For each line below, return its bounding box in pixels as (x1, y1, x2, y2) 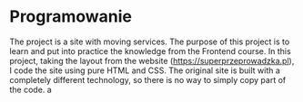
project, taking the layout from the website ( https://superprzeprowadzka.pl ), (9, 55, 295, 66)
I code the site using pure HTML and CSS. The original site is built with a (9, 65, 280, 76)
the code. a (9, 84, 52, 95)
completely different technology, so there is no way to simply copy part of (9, 74, 287, 85)
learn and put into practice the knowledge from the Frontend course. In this (9, 45, 291, 56)
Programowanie (9, 6, 133, 27)
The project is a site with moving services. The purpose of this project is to (9, 36, 290, 47)
